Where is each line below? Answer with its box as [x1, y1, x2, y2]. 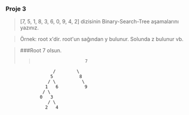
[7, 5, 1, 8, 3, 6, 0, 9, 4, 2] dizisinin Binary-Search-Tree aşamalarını [19, 18, 179, 25]
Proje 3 [5, 5, 26, 13]
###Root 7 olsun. [19, 47, 62, 54]
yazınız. [19, 24, 39, 31]
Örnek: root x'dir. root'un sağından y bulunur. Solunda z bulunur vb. [19, 36, 184, 43]
